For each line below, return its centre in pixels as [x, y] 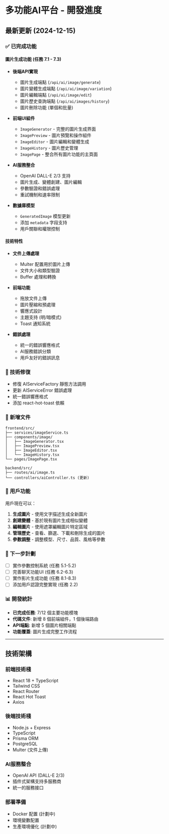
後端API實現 [25, 71]
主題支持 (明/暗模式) [41, 317]
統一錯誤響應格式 [30, 397]
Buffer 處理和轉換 [38, 276]
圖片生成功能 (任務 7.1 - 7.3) [33, 59]
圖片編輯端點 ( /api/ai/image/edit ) [56, 95]
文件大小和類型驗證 [40, 270]
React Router [26, 691]
